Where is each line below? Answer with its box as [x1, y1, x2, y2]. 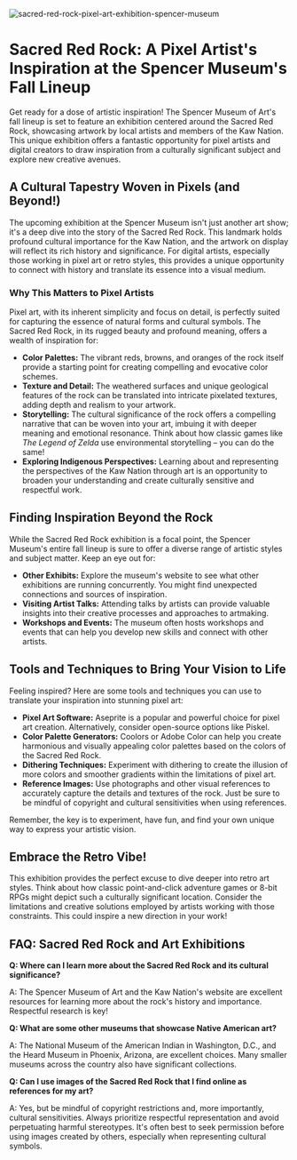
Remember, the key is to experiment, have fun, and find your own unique [9, 814, 275, 825]
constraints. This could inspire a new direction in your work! [9, 911, 228, 922]
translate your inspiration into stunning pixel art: [9, 694, 184, 706]
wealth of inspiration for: [9, 335, 99, 346]
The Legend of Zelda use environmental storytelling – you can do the [21, 437, 275, 448]
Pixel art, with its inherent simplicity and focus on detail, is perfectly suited [9, 307, 281, 317]
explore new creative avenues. [9, 154, 121, 164]
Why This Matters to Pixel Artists [9, 286, 154, 299]
